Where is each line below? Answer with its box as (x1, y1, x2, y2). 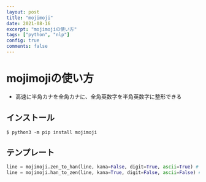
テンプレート (6, 148, 55, 158)
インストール (6, 113, 55, 123)
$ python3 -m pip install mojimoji (6, 129, 97, 135)
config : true (6, 37, 40, 44)
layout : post (6, 9, 40, 15)
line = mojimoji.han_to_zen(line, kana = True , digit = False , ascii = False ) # (6, 170, 202, 176)
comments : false (6, 44, 48, 50)
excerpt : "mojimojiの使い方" (6, 26, 77, 32)
